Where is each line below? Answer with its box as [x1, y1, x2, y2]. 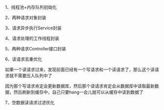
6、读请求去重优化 [5, 56, 42, 62]
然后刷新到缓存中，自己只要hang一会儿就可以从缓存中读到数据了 [13, 89, 143, 95]
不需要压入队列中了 [13, 73, 52, 78]
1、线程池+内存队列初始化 [5, 4, 57, 10]
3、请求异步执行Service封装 [5, 25, 62, 31]
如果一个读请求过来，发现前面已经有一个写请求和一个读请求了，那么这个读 [5, 66, 155, 72]
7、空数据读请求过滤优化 [5, 100, 55, 105]
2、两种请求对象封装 [5, 15, 46, 21]
